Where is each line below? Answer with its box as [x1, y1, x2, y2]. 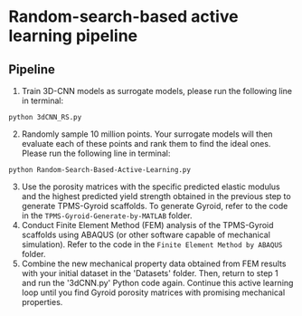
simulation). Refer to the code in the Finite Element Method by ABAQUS [21, 239, 283, 250]
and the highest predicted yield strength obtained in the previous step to [21, 191, 291, 201]
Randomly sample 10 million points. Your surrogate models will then [21, 129, 273, 139]
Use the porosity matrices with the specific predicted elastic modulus [21, 181, 281, 192]
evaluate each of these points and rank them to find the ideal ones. [21, 139, 271, 148]
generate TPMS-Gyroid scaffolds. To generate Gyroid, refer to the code [21, 201, 288, 211]
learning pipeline [8, 25, 138, 46]
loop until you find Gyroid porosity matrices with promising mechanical [21, 287, 286, 298]
